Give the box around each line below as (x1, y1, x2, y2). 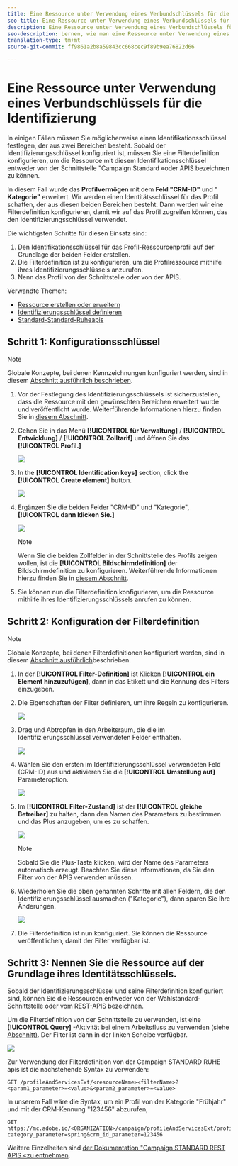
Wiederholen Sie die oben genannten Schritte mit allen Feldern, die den (17, 887, 227, 895)
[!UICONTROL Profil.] (17, 441, 81, 450)
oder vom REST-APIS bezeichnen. (45, 1001, 144, 1011)
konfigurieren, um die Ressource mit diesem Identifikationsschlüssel (7, 156, 207, 165)
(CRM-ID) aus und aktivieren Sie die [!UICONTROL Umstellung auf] (17, 767, 216, 776)
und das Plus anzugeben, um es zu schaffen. (17, 817, 149, 826)
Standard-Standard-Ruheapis (17, 315, 104, 323)
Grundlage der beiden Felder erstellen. (17, 250, 131, 259)
